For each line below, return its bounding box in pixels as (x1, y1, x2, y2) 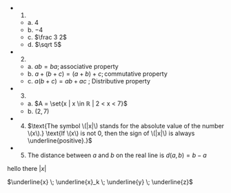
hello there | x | (7, 165, 47, 172)
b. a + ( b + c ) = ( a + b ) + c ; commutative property (27, 70, 168, 78)
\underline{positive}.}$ (27, 136, 92, 145)
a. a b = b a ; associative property (27, 63, 119, 70)
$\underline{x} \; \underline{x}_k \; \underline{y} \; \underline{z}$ (7, 178, 193, 186)
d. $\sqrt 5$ (27, 41, 62, 48)
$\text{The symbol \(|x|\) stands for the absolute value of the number (27, 122, 225, 130)
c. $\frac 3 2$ (27, 33, 67, 41)
